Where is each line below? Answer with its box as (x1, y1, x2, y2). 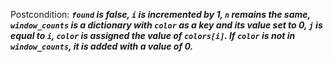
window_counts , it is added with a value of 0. (10, 40, 194, 52)
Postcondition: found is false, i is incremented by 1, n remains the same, (10, 9, 311, 20)
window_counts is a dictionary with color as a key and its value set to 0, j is (10, 19, 323, 31)
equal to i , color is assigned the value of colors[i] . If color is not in (10, 30, 296, 41)
